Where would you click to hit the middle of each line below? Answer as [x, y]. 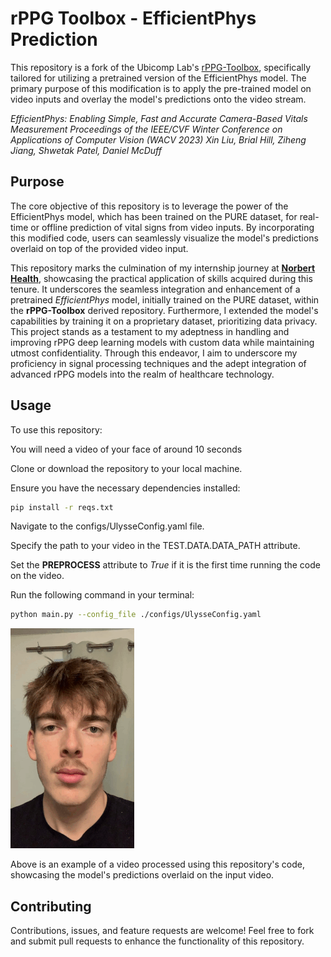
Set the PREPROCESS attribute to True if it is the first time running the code [165, 565]
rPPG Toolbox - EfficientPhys [133, 18]
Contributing [51, 906]
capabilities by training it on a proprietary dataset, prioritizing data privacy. [164, 321]
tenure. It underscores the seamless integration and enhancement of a [155, 289]
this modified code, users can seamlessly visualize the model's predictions [164, 238]
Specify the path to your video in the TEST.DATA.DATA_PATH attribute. [155, 546]
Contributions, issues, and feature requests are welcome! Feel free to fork [162, 931]
